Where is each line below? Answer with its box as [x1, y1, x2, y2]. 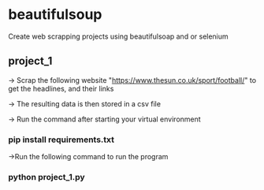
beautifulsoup [8, 6, 102, 24]
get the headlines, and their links [8, 84, 114, 93]
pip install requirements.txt [8, 134, 115, 145]
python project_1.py [8, 171, 85, 182]
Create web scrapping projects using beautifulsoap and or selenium [8, 32, 229, 41]
